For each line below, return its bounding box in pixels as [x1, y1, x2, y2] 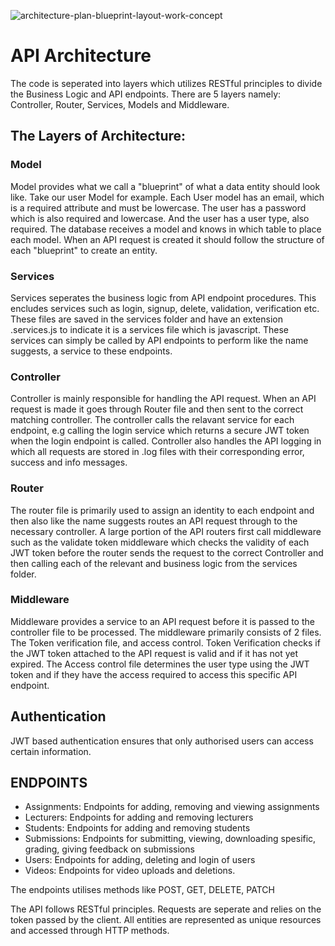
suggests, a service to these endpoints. [10, 345, 173, 357]
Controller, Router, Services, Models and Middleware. [10, 98, 230, 110]
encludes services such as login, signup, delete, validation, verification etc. [10, 302, 320, 314]
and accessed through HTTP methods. [10, 925, 170, 937]
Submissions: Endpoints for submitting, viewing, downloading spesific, [24, 833, 317, 845]
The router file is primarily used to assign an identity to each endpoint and [10, 504, 315, 516]
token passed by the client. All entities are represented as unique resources [10, 914, 322, 926]
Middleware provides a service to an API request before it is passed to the [10, 615, 315, 627]
